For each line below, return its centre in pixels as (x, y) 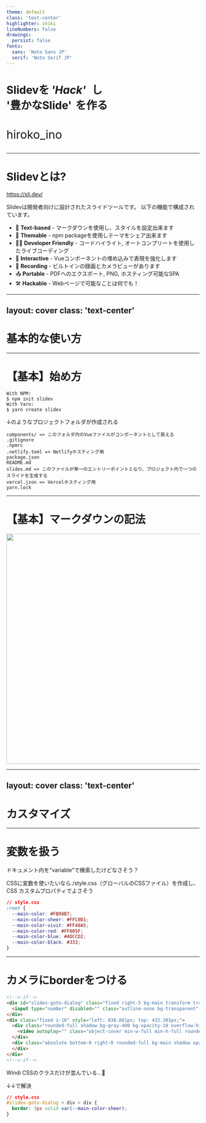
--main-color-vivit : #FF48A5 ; (50, 925)
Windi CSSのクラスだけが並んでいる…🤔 (56, 1073)
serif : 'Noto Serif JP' (42, 58)
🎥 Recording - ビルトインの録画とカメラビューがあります (88, 266)
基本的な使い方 (44, 339)
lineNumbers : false (31, 29)
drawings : (19, 35)
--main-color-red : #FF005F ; (48, 931)
